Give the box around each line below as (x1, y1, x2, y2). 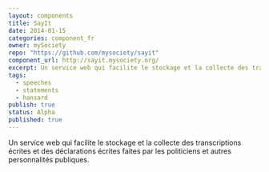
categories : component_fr (8, 34, 94, 42)
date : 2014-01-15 (8, 26, 66, 34)
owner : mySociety (8, 42, 66, 50)
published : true (8, 116, 62, 124)
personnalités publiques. (8, 154, 90, 164)
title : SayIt (8, 19, 52, 27)
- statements (15, 86, 59, 94)
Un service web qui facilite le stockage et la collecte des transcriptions (8, 138, 242, 147)
